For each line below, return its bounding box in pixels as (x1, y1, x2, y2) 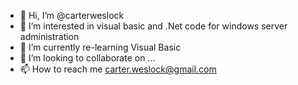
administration (19, 31, 80, 42)
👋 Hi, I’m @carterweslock (19, 10, 125, 21)
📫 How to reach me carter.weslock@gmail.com (19, 63, 217, 75)
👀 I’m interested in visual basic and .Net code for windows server (19, 20, 288, 32)
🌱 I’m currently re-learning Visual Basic (19, 41, 182, 53)
